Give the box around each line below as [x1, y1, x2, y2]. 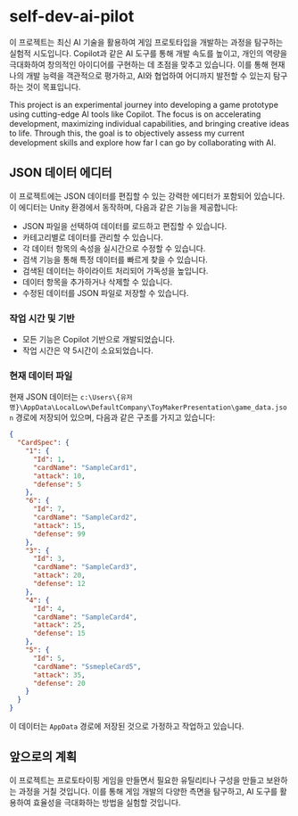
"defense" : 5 [32, 480, 82, 489]
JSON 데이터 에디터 [9, 165, 113, 180]
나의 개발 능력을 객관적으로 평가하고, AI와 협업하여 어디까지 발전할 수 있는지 [9, 70, 271, 81]
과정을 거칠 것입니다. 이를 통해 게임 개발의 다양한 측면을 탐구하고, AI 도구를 [18, 786, 278, 796]
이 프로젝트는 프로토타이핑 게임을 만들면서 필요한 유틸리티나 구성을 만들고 [9, 774, 265, 786]
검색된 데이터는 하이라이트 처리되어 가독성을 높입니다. [21, 265, 209, 276]
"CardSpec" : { [17, 439, 70, 448]
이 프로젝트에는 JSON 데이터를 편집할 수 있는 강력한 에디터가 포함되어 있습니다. [9, 190, 286, 202]
